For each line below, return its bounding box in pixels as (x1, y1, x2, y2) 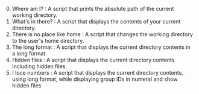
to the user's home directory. (11, 37, 84, 44)
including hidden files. (11, 63, 68, 70)
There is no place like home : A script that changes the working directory (11, 31, 193, 38)
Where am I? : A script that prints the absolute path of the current (11, 5, 174, 12)
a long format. (11, 50, 47, 57)
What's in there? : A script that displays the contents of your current (11, 18, 181, 25)
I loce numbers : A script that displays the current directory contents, (11, 69, 184, 76)
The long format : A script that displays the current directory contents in (11, 43, 191, 51)
